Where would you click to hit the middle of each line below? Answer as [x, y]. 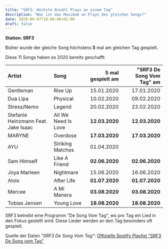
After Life [64, 180]
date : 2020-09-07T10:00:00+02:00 [40, 19]
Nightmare [66, 172]
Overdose [65, 135]
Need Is [63, 121]
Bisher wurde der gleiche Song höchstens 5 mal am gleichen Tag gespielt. [82, 47]
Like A [61, 158]
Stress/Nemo [23, 107]
